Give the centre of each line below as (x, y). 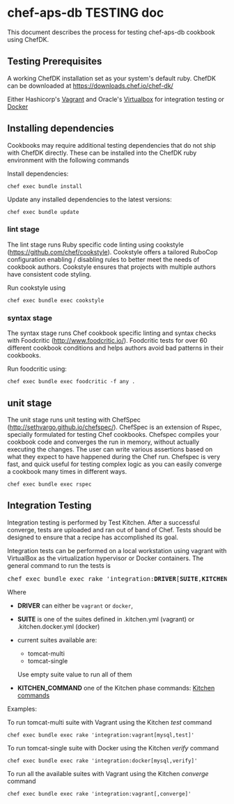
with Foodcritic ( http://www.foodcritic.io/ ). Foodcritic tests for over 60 (107, 341)
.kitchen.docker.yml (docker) (58, 626)
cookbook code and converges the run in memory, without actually (103, 442)
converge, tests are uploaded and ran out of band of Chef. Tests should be (114, 529)
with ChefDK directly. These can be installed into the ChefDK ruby (102, 153)
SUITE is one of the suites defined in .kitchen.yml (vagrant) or (106, 619)
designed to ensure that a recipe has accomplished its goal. (93, 537)
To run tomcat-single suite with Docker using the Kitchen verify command (113, 748)
